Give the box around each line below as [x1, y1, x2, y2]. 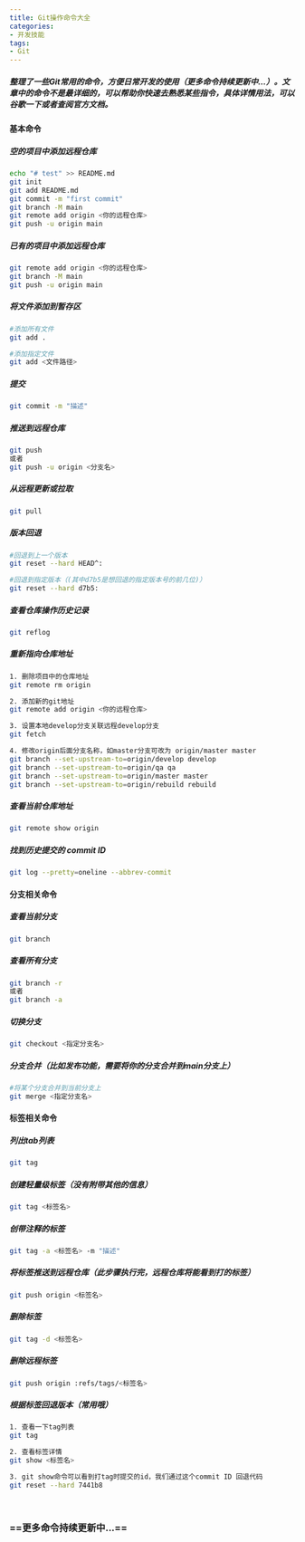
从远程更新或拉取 [9, 484, 73, 494]
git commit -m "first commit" [9, 194, 124, 204]
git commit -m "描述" [9, 402, 89, 411]
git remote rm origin [9, 680, 91, 689]
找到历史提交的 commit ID [9, 844, 106, 856]
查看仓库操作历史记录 [9, 604, 89, 616]
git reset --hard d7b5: [9, 584, 100, 593]
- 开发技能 [9, 30, 45, 39]
